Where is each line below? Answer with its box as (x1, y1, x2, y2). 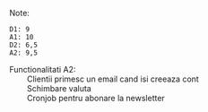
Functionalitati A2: (9, 65, 76, 74)
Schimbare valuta (26, 83, 91, 93)
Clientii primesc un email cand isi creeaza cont (26, 73, 199, 84)
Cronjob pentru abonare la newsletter (26, 93, 166, 103)
